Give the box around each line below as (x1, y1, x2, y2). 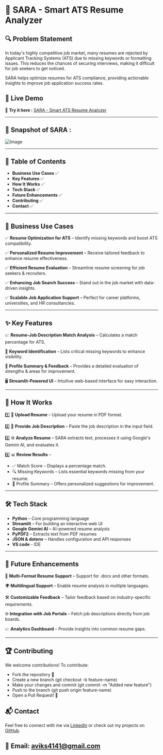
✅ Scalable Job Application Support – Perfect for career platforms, (5, 295, 141, 301)
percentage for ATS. (5, 339, 46, 345)
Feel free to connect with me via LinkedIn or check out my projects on (5, 722, 145, 728)
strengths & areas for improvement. (5, 368, 76, 374)
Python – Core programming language (12, 516, 89, 521)
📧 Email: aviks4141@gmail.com (5, 742, 100, 750)
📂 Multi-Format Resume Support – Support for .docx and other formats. (5, 573, 149, 579)
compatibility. (5, 240, 33, 246)
